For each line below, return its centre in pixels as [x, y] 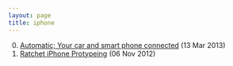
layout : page [30, 15]
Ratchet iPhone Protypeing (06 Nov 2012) [88, 53]
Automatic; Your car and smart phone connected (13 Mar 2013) [122, 45]
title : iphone [32, 23]
